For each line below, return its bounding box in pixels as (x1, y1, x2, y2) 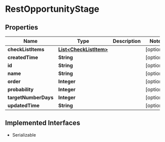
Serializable (12, 132, 36, 138)
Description (112, 38, 141, 44)
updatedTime (7, 102, 40, 109)
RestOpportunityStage (5, 3, 100, 15)
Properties (5, 23, 38, 32)
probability (7, 86, 34, 93)
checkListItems (7, 46, 45, 53)
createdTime (7, 54, 38, 61)
